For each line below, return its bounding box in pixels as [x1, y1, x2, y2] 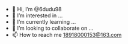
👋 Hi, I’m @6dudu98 [11, 6, 62, 12]
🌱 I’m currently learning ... [11, 18, 76, 25]
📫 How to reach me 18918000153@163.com [11, 32, 122, 38]
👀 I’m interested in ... [11, 12, 63, 19]
